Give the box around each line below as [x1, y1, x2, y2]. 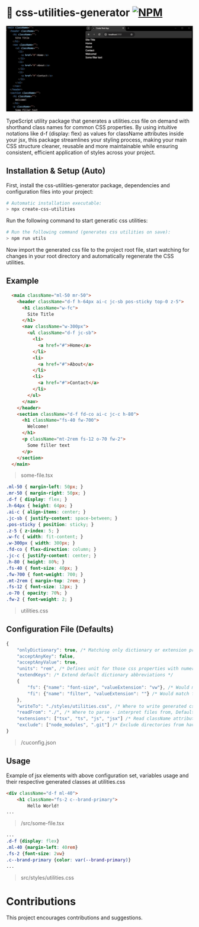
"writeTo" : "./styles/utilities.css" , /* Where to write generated [17, 703, 187, 709]
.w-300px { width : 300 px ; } [6, 540, 76, 546]
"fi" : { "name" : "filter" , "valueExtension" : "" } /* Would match [27, 691, 190, 697]
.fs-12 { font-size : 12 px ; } [6, 584, 78, 590]
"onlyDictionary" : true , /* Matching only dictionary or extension [17, 647, 187, 653]
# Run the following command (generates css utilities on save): [6, 229, 171, 235]
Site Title [27, 311, 54, 317]
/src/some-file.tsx [20, 820, 65, 827]
